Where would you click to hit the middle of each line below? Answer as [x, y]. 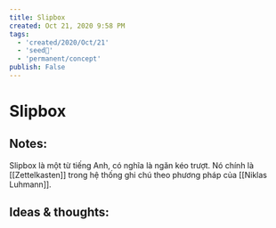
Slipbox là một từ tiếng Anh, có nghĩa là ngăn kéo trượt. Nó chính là [132, 165]
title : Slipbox [37, 17]
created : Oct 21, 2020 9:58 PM [67, 26]
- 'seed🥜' [35, 51]
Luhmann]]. [30, 184]
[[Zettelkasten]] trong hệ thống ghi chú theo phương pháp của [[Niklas [138, 175]
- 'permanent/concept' [59, 59]
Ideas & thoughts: [59, 212]
